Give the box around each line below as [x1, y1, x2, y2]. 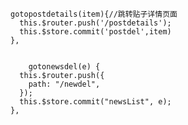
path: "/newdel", [28, 79, 101, 89]
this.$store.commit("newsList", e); [19, 97, 172, 107]
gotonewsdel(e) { [28, 62, 101, 72]
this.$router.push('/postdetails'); [19, 18, 172, 28]
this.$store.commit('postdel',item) [19, 27, 172, 37]
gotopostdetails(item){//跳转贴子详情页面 [10, 9, 178, 19]
